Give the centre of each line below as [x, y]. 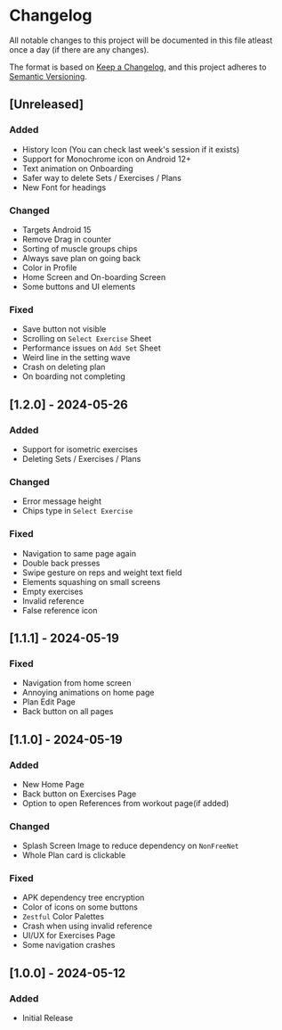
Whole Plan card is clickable [74, 855]
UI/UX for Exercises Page [68, 935]
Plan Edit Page [48, 702]
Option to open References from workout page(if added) [125, 803]
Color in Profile [49, 268]
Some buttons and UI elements [79, 286]
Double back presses [61, 563]
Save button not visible [64, 329]
